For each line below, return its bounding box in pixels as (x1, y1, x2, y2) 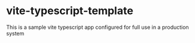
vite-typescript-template (6, 4, 134, 18)
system (6, 29, 25, 37)
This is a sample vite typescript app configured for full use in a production (6, 24, 189, 31)
